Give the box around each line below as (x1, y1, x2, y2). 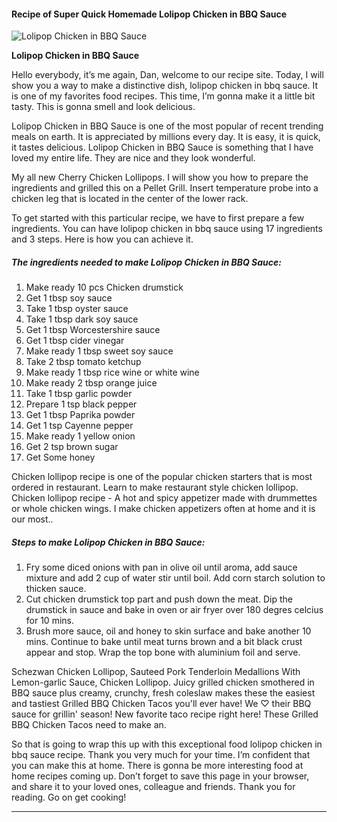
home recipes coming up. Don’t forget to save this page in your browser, (11, 770, 310, 782)
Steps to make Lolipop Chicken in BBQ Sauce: (11, 536, 206, 548)
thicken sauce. (25, 583, 87, 595)
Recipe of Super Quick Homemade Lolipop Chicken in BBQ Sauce (11, 8, 288, 20)
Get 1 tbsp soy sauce (25, 292, 113, 304)
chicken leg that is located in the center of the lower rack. (11, 193, 249, 205)
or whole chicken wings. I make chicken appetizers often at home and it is (11, 503, 316, 515)
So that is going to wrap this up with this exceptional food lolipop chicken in (11, 738, 323, 750)
